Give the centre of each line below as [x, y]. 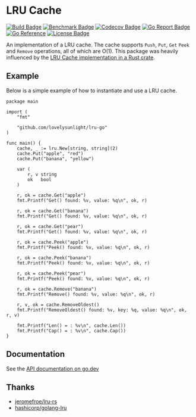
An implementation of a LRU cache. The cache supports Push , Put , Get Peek [98, 45]
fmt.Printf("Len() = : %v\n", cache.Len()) [72, 325]
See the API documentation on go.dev [53, 368]
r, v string [42, 174]
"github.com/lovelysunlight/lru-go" [62, 127]
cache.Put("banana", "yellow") [56, 158]
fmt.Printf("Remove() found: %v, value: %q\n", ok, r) [86, 294]
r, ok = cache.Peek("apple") [53, 242]
